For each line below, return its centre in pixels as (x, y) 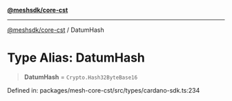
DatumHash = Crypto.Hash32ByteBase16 (81, 77)
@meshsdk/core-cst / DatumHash (56, 30)
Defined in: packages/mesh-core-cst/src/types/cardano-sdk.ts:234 (104, 90)
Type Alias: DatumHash (76, 58)
